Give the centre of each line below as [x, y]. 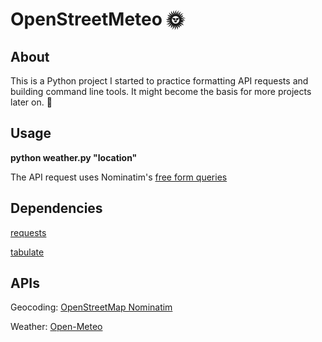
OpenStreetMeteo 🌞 [97, 19]
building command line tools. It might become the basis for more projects [161, 91]
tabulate [27, 252]
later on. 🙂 [31, 102]
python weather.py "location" [74, 157]
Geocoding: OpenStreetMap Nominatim [91, 307]
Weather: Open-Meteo [56, 327]
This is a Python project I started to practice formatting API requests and [159, 81]
